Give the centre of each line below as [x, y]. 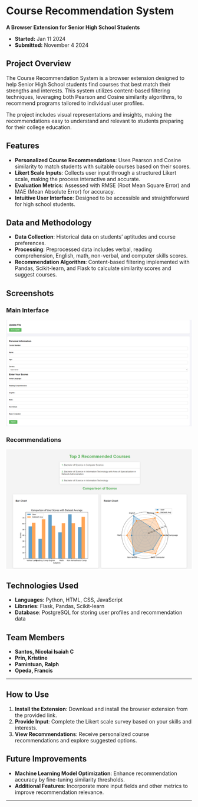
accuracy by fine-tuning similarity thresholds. [70, 779]
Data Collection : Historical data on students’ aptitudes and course [95, 237]
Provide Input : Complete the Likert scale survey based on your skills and [103, 721]
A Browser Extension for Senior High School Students [73, 27]
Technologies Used [42, 585]
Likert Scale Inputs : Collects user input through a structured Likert [95, 172]
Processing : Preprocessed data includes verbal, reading [83, 249]
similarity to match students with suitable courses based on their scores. [103, 166]
